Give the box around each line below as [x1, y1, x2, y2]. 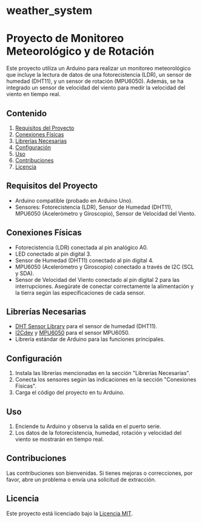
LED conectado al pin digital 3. [15, 250, 92, 258]
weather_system [6, 4, 93, 18]
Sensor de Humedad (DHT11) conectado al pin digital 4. [15, 256, 153, 264]
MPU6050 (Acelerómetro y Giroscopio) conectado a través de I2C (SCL [15, 263, 194, 270]
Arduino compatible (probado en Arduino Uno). [15, 197, 133, 204]
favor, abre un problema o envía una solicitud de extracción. [6, 476, 157, 483]
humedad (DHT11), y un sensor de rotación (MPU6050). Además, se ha [6, 77, 184, 85]
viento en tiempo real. [6, 91, 61, 98]
